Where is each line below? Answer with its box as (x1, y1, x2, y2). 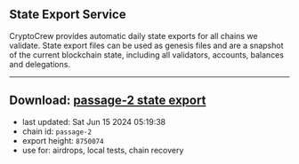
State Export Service (9, 7, 126, 22)
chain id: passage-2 (21, 126, 92, 137)
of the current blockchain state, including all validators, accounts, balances (9, 49, 285, 60)
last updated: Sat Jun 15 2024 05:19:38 (21, 116, 166, 127)
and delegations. (9, 59, 71, 69)
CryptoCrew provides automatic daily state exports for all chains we (9, 30, 258, 41)
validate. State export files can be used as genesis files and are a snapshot (9, 40, 284, 51)
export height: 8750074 (21, 135, 104, 145)
